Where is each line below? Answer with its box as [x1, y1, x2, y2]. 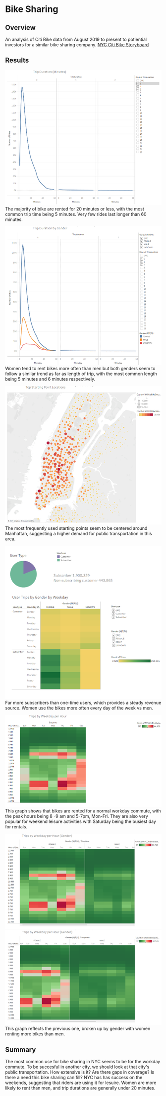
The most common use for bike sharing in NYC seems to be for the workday [5, 1059, 161, 1065]
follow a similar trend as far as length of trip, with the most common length [5, 371, 157, 377]
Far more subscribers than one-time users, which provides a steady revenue [5, 700, 162, 706]
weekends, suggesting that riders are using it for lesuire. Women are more [5, 1080, 157, 1086]
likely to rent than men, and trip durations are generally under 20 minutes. [5, 1085, 156, 1091]
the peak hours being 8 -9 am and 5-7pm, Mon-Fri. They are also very [5, 813, 149, 819]
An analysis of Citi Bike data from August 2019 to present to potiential [5, 36, 147, 42]
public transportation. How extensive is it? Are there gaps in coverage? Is [5, 1069, 155, 1075]
